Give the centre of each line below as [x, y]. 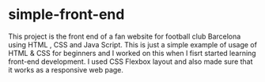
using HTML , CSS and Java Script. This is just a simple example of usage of [132, 44]
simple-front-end [66, 15]
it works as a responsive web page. [66, 69]
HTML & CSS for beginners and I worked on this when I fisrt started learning [132, 53]
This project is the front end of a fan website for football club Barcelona [125, 36]
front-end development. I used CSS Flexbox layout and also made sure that [131, 61]
